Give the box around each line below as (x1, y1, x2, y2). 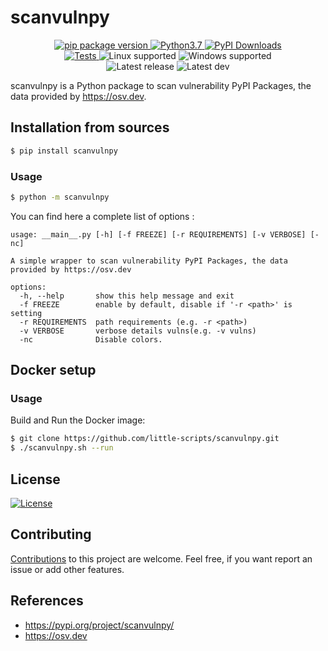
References (10, 592, 84, 610)
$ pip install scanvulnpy (10, 146, 118, 156)
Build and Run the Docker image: (10, 414, 146, 426)
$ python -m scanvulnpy (10, 192, 110, 202)
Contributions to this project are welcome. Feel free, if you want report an (10, 552, 313, 565)
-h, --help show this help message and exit (19, 291, 235, 301)
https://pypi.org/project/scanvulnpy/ (24, 619, 175, 631)
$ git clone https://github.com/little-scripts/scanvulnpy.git (10, 434, 280, 444)
